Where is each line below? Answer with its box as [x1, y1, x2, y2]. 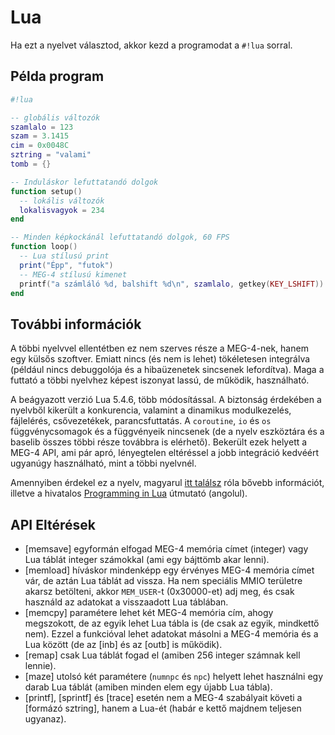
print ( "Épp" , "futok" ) [19, 260, 114, 270]
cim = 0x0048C [10, 141, 70, 151]
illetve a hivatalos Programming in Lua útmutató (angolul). [10, 487, 248, 500]
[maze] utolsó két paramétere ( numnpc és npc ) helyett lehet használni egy [24, 671, 324, 682]
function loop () [10, 242, 78, 252]
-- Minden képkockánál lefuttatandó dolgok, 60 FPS [10, 232, 230, 243]
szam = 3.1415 [10, 131, 70, 141]
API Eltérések [10, 516, 96, 533]
